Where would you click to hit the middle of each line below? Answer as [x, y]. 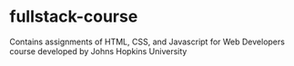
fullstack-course [74, 17]
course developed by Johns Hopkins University [98, 51]
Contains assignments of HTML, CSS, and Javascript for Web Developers [147, 42]
